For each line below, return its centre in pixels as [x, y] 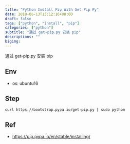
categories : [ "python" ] [29, 28]
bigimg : [13, 41]
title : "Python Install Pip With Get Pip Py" [52, 10]
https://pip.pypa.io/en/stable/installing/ [51, 137]
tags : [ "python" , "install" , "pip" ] [42, 23]
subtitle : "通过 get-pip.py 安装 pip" [43, 32]
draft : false [18, 19]
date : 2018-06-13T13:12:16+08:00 [39, 14]
